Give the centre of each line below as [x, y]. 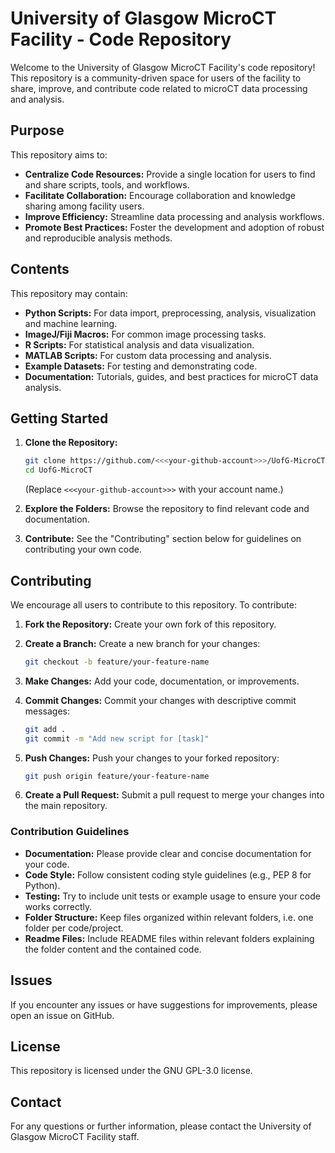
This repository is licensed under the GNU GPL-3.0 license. [131, 1071]
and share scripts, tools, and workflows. [107, 184]
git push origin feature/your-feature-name [117, 776]
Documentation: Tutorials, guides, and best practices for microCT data [171, 376]
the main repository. [66, 806]
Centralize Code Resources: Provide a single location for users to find [170, 174]
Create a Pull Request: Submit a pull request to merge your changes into [174, 795]
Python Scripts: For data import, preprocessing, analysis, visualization [170, 313]
